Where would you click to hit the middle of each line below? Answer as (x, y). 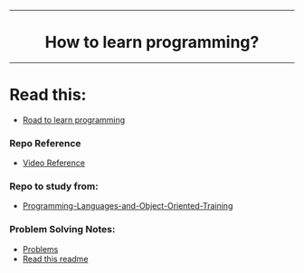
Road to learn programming (74, 119)
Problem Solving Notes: (62, 230)
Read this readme (55, 259)
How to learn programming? (152, 42)
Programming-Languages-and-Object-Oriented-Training (128, 206)
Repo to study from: (54, 186)
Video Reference (54, 163)
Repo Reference (45, 143)
